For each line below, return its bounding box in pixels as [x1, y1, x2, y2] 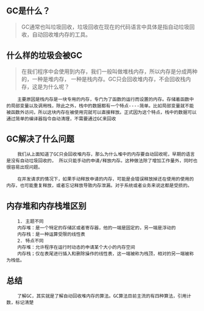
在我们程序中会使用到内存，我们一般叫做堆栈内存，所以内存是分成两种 [21, 68, 198, 75]
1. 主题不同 [17, 218, 44, 224]
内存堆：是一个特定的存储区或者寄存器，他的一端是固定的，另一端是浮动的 [17, 225, 176, 231]
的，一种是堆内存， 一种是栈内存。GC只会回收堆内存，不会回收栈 [21, 75, 186, 82]
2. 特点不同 [17, 238, 44, 244]
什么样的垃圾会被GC [6, 51, 83, 61]
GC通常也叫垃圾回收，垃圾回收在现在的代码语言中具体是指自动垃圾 [21, 23, 190, 30]
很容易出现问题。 [6, 164, 43, 171]
